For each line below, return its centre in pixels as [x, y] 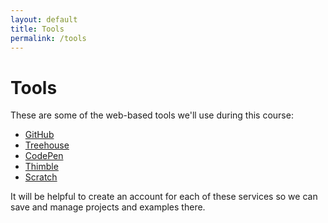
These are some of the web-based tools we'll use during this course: [152, 115]
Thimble [41, 167]
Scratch [41, 177]
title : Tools [37, 29]
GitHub [39, 135]
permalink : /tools [48, 38]
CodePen [44, 156]
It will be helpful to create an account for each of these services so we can [164, 197]
